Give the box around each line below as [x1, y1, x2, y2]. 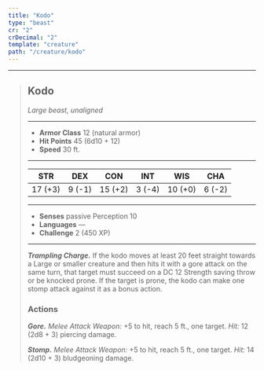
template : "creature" [8, 41, 79, 49]
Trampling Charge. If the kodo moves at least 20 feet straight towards [27, 251, 256, 260]
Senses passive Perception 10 [38, 211, 137, 221]
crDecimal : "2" [8, 33, 58, 42]
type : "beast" [8, 19, 55, 27]
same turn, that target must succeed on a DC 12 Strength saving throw [27, 267, 255, 277]
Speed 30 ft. [38, 145, 80, 154]
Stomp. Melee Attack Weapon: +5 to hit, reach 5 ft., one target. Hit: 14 [27, 345, 255, 354]
